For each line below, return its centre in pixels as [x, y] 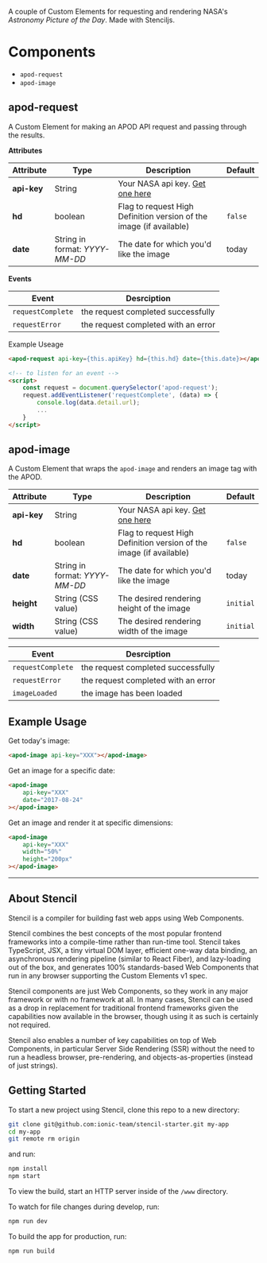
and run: [22, 1154]
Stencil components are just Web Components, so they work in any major [128, 991]
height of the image [154, 609]
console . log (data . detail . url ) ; [89, 403]
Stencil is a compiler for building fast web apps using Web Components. [126, 918]
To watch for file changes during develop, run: [84, 1207]
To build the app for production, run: [68, 1236]
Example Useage [36, 344]
